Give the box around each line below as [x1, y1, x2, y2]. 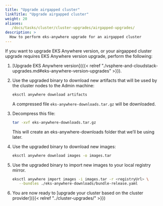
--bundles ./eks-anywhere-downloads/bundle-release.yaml [19, 181, 138, 186]
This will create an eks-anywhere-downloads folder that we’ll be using [12, 129, 155, 135]
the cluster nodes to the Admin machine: [12, 82, 95, 88]
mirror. [12, 167, 26, 173]
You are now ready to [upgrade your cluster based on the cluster [12, 190, 143, 196]
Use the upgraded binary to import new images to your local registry [12, 162, 151, 168]
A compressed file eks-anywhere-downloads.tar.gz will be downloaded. [12, 101, 156, 107]
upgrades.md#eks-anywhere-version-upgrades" [12, 68, 111, 74]
